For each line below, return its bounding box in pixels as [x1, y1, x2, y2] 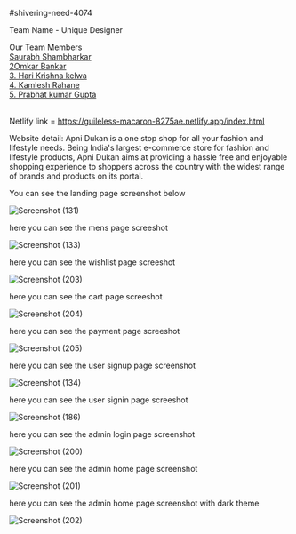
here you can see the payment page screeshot [9, 326, 180, 336]
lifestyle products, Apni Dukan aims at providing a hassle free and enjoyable [9, 152, 288, 163]
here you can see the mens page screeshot [9, 222, 169, 233]
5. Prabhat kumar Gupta [9, 89, 97, 100]
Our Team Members [9, 42, 83, 52]
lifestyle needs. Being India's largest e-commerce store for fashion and [9, 142, 269, 153]
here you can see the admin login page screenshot [9, 429, 196, 439]
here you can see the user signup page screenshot [9, 360, 196, 371]
